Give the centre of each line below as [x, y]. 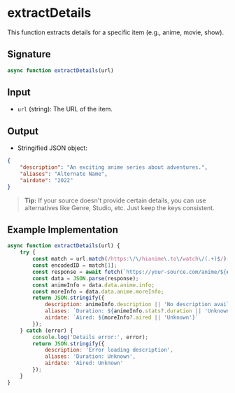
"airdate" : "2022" [47, 180]
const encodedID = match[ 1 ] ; [75, 266]
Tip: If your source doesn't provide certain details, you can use [115, 200]
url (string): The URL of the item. [65, 109]
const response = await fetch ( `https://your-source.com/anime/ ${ [130, 272]
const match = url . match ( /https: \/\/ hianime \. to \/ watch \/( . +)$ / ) [130, 259]
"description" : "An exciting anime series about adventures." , [114, 167]
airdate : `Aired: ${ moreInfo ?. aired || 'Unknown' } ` [121, 318]
